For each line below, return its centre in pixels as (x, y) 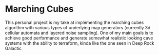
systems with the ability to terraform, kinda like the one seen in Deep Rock (80, 43)
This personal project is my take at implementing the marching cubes (74, 22)
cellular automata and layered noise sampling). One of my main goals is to (79, 33)
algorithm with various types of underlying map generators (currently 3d (78, 27)
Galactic (13, 48)
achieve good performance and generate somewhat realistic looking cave (79, 38)
